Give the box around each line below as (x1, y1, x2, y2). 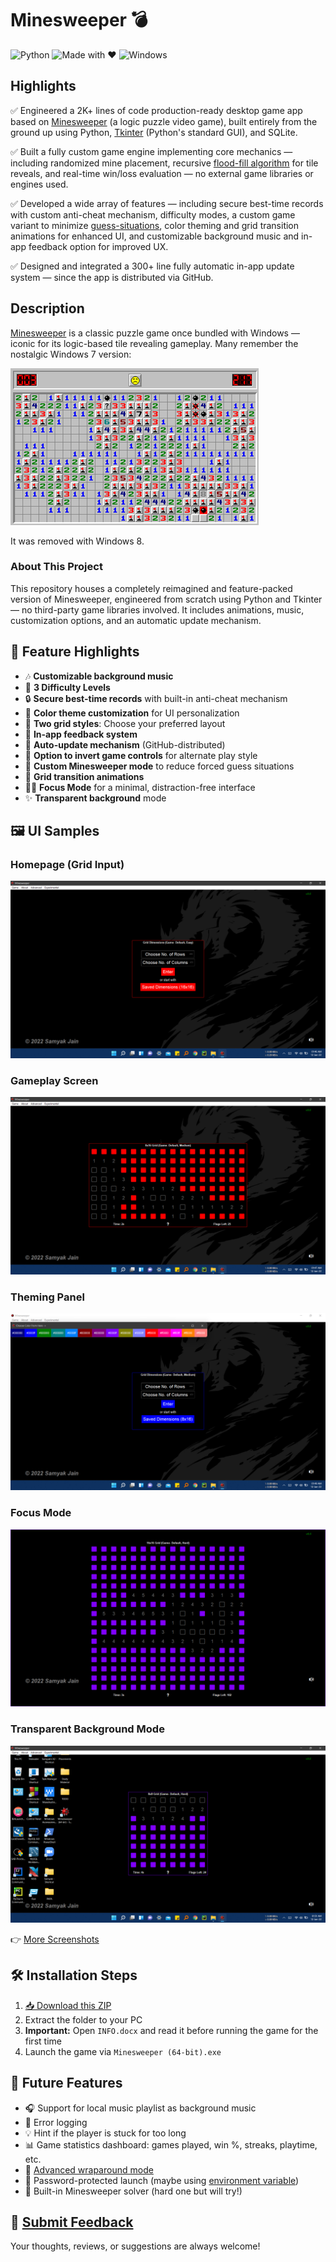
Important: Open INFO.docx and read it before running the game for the (24, 2024, 319, 2036)
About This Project (10, 560, 103, 574)
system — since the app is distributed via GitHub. (10, 271, 214, 283)
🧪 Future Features (10, 2075, 123, 2092)
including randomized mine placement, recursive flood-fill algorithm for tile (10, 157, 319, 169)
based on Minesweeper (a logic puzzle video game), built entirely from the (10, 115, 318, 127)
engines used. (10, 178, 69, 190)
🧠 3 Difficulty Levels (24, 681, 111, 693)
